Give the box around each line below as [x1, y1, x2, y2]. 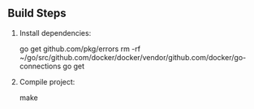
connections [19, 61, 62, 71]
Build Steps [7, 7, 67, 20]
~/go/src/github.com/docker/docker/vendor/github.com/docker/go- [19, 52, 247, 62]
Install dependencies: [19, 28, 92, 37]
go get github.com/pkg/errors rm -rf [19, 44, 141, 54]
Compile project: [19, 76, 75, 86]
